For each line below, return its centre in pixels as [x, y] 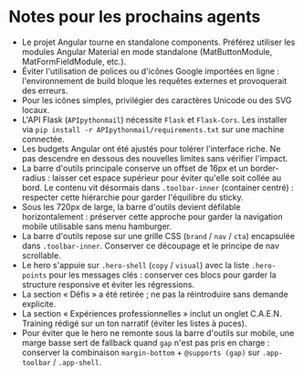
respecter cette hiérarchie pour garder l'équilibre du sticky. [132, 197]
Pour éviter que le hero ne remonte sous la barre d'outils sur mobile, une [158, 333]
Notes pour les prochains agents [135, 17]
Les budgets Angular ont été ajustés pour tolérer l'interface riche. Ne [151, 149]
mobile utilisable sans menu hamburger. [97, 226]
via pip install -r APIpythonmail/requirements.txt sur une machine [153, 129]
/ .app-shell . [77, 361]
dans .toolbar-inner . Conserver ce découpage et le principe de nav [151, 245]
